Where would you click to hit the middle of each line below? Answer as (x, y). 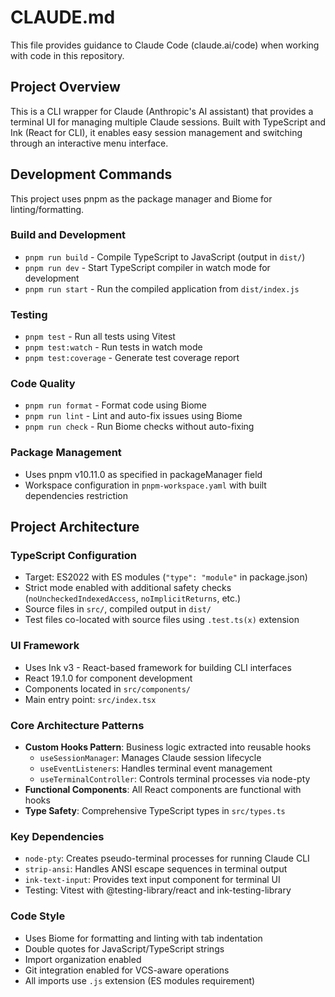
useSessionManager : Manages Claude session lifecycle (150, 758)
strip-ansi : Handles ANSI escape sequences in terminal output (156, 869)
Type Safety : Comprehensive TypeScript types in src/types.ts (155, 811)
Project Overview (65, 87)
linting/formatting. (47, 209)
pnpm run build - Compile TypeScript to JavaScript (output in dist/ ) (165, 257)
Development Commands (91, 174)
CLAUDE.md (63, 17)
